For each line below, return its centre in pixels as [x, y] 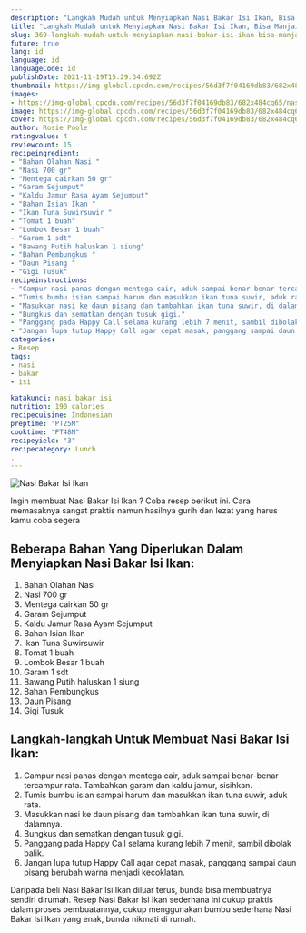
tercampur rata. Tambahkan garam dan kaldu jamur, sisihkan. [138, 785]
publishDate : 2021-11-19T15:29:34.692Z [86, 77]
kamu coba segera [45, 521]
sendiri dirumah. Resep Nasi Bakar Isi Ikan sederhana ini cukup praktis [142, 899]
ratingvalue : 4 [39, 137]
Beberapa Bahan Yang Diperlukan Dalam [127, 548]
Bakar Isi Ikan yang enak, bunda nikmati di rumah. [103, 918]
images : [25, 94]
